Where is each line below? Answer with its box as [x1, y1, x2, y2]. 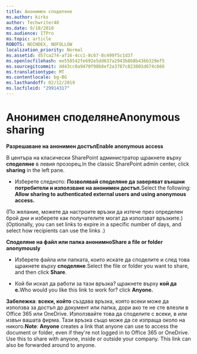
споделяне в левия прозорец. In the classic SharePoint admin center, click [6, 160, 190, 167]
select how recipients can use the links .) [6, 227, 106, 234]
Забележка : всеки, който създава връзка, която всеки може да [6, 297, 169, 305]
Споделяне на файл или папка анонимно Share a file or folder [6, 238, 163, 245]
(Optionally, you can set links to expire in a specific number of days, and [6, 220, 182, 227]
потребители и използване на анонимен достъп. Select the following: [14, 184, 191, 191]
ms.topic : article [6, 36, 51, 42]
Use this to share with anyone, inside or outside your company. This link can [6, 335, 192, 342]
